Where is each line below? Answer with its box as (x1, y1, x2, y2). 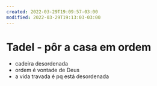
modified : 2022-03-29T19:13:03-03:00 (6, 14, 101, 20)
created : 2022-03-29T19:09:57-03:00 (6, 8, 98, 15)
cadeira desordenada (14, 60, 68, 67)
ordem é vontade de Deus (14, 67, 80, 74)
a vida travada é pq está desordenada (14, 73, 109, 80)
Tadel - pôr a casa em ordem (6, 40, 152, 54)
